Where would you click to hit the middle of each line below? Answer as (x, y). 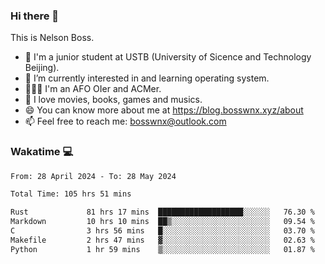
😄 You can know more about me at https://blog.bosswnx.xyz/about (164, 110)
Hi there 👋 (35, 16)
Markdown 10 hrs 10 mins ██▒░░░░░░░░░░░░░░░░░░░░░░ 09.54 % (162, 222)
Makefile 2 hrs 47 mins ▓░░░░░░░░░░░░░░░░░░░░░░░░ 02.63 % (162, 240)
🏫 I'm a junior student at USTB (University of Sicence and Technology (168, 57)
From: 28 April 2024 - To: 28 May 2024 (93, 176)
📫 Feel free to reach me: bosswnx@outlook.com (125, 121)
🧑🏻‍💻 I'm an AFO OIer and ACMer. (93, 89)
